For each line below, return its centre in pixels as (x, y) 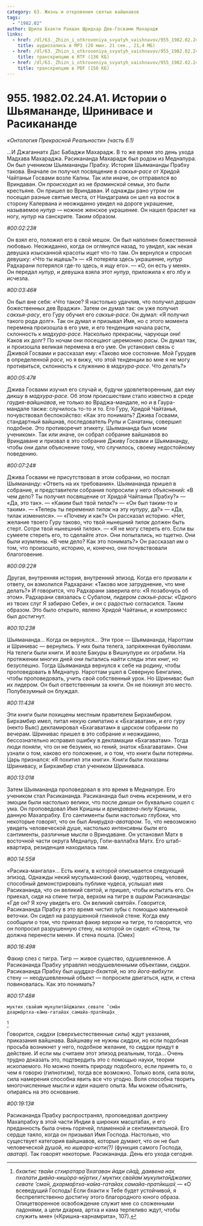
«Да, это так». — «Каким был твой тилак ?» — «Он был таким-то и (92, 503)
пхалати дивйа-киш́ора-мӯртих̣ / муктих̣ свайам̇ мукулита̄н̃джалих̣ (103, 1178)
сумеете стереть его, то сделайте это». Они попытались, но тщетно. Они (101, 535)
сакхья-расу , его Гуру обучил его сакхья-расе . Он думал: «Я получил (98, 315)
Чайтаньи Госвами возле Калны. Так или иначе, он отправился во (92, 178)
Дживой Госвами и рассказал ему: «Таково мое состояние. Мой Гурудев (101, 353)
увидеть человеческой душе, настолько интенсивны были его (87, 828)
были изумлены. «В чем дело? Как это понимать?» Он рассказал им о (98, 541)
